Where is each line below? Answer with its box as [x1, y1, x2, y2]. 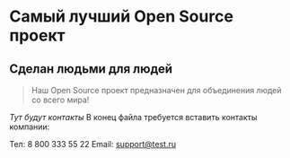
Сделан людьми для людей [9, 61, 173, 76]
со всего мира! [31, 94, 90, 105]
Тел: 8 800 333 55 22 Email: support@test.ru [9, 139, 177, 149]
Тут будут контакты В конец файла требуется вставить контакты [9, 112, 258, 122]
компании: [9, 121, 50, 132]
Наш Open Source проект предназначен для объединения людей [31, 85, 282, 95]
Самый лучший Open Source [9, 6, 233, 27]
